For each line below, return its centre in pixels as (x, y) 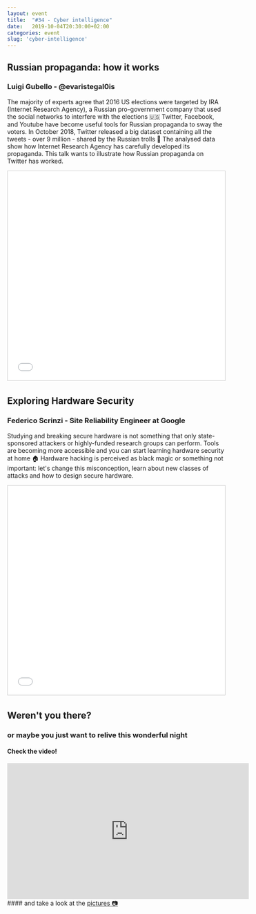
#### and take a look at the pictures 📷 (63, 903)
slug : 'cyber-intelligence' (48, 39)
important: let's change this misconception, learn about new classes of (108, 468)
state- (206, 436)
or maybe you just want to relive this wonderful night (97, 735)
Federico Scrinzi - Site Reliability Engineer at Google (96, 420)
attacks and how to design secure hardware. (70, 475)
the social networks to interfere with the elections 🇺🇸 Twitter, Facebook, (111, 116)
